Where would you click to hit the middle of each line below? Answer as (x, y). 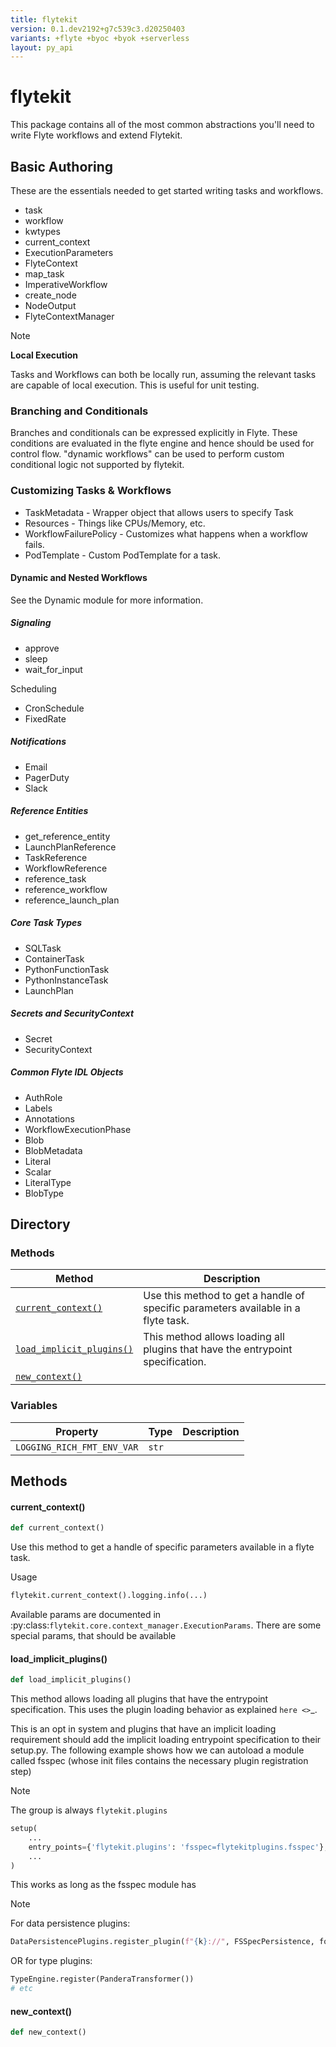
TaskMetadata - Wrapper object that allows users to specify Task (159, 512)
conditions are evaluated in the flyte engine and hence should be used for (162, 443)
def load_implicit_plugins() (71, 1680)
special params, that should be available (93, 1635)
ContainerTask (54, 958)
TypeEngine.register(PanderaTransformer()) (102, 1979)
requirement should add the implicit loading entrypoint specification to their (166, 1740)
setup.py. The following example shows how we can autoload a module (157, 1750)
